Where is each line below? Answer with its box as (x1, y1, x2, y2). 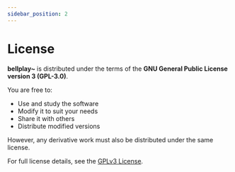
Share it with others (17, 114, 75, 122)
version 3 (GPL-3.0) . (7, 71, 69, 80)
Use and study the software (17, 99, 99, 108)
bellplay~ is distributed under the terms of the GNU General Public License (7, 64, 228, 73)
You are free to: (7, 86, 53, 94)
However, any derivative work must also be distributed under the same (7, 135, 214, 144)
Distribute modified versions (17, 122, 101, 130)
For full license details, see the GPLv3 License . (7, 156, 144, 165)
